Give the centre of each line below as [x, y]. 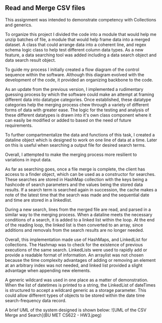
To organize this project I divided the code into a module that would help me [81, 34]
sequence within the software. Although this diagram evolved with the [75, 74]
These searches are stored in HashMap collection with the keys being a [76, 179]
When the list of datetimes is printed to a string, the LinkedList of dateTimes [80, 285]
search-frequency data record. [36, 300]
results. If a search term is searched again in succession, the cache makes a [81, 189]
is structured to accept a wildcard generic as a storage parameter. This [76, 290]
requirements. [19, 125]
